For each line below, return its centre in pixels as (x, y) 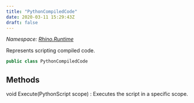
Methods (23, 80)
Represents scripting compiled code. (51, 51)
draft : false (22, 22)
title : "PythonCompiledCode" (42, 11)
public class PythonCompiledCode (47, 62)
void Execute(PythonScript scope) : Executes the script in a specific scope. (97, 94)
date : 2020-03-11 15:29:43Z (41, 17)
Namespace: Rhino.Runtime (40, 39)
